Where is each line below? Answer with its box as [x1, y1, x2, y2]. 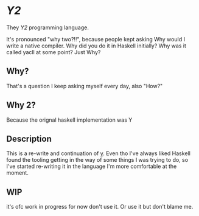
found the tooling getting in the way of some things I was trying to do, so [6, 156, 189, 164]
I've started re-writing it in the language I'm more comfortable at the [6, 162, 177, 170]
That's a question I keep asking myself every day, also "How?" [6, 82, 163, 89]
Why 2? [6, 100, 37, 110]
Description [6, 133, 52, 144]
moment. [6, 169, 29, 176]
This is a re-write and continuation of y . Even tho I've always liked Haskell [6, 150, 190, 157]
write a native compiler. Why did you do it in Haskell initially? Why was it [6, 42, 187, 49]
